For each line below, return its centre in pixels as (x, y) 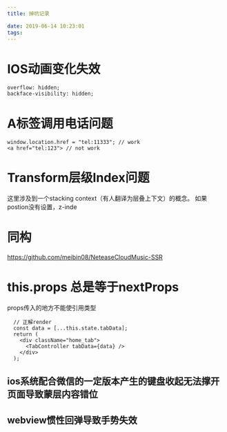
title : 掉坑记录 (28, 13)
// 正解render (32, 323)
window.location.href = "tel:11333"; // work (73, 143)
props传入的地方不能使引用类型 (52, 308)
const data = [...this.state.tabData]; (71, 328)
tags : (15, 33)
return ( (26, 334)
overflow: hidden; (33, 88)
